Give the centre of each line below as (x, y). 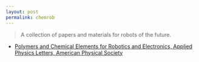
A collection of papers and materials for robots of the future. (96, 34)
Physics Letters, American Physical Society (69, 52)
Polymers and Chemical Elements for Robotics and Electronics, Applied (103, 46)
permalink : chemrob (30, 17)
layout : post (22, 12)
